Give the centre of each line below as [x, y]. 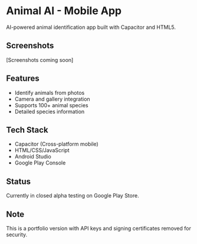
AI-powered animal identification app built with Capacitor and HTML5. [91, 27]
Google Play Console [40, 163]
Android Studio [33, 157]
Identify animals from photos [50, 93]
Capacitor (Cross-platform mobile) [56, 144]
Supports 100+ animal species [51, 105]
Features [23, 79]
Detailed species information [50, 111]
